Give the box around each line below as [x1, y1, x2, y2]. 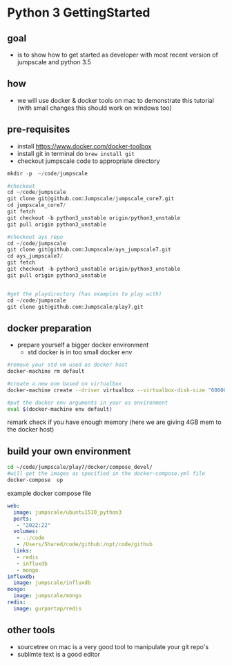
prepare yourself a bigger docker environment [17, 340, 149, 349]
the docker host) [7, 425, 55, 434]
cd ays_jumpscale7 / [7, 253, 64, 260]
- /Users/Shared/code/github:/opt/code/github [16, 541, 153, 548]
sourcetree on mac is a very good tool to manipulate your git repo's [17, 642, 209, 650]
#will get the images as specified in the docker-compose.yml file [7, 470, 206, 477]
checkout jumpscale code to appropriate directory [17, 157, 160, 165]
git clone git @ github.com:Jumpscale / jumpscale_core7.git [7, 195, 175, 202]
